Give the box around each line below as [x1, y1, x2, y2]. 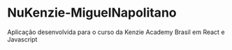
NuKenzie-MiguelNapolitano [7, 5, 177, 21]
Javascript [7, 35, 38, 43]
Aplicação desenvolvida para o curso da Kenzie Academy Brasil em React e [7, 28, 225, 36]
